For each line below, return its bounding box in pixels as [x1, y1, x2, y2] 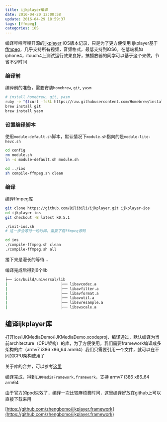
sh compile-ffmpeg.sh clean [5, 170, 64, 176]
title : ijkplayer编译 [5, 7, 49, 12]
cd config [5, 148, 26, 153]
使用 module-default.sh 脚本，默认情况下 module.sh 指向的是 [5, 134, 124, 140]
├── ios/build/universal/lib [5, 277, 66, 282]
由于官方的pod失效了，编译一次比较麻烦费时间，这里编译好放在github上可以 [5, 390, 162, 396]
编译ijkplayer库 [5, 320, 52, 328]
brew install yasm [5, 109, 43, 114]
